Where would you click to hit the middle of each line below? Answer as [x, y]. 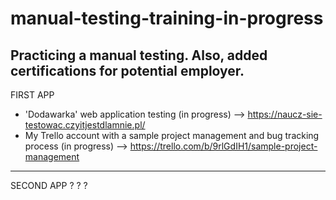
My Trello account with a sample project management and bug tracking [172, 135]
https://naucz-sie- [285, 114]
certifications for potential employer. [127, 70]
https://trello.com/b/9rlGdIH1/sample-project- [223, 146]
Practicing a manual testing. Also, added [139, 55]
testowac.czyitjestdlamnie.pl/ [85, 125]
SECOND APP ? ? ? [49, 185]
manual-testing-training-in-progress [167, 18]
